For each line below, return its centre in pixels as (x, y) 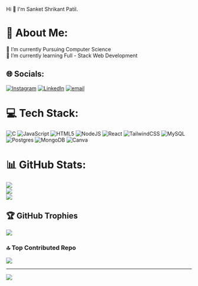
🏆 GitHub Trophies (42, 216)
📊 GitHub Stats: (46, 165)
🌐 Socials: (25, 74)
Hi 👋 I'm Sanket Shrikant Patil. (42, 9)
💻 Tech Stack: (42, 113)
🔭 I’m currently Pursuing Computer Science (59, 49)
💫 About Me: (37, 33)
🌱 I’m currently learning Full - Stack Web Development (72, 55)
